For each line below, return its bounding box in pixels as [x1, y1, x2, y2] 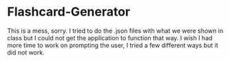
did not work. [7, 48, 45, 57]
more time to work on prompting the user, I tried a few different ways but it [7, 41, 218, 49]
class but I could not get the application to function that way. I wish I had [7, 33, 213, 42]
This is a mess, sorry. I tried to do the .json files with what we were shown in [7, 27, 224, 35]
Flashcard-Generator [7, 4, 131, 20]
